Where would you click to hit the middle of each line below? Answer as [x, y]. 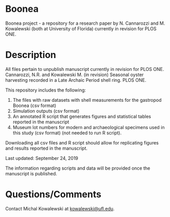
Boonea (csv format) [34, 105]
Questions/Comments [53, 195]
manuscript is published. [31, 173]
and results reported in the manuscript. [47, 148]
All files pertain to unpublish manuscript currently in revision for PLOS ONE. [85, 69]
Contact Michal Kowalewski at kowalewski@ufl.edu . [60, 208]
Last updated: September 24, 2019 [42, 158]
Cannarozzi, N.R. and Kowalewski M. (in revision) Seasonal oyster [75, 75]
